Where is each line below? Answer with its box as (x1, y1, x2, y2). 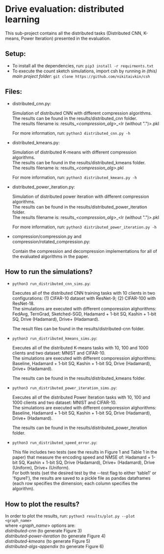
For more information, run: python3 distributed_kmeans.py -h (12, 174, 137, 180)
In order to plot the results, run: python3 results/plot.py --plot (5, 513, 135, 519)
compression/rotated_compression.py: (12, 239, 91, 245)
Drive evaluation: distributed (5, 3, 124, 15)
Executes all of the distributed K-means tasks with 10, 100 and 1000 (12, 345, 149, 351)
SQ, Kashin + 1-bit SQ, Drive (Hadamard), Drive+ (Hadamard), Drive (19, 460, 155, 465)
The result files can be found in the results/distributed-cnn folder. (12, 326, 145, 332)
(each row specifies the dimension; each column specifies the (12, 481, 138, 487)
